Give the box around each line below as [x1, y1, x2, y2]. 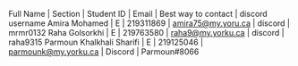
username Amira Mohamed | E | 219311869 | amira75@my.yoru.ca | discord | [8, 18, 291, 29]
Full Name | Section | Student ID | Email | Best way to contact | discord [8, 9, 268, 19]
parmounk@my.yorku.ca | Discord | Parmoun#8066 [8, 46, 200, 57]
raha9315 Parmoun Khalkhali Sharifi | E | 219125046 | [8, 37, 204, 47]
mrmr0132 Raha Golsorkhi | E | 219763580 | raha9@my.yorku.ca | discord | [8, 28, 285, 37]
